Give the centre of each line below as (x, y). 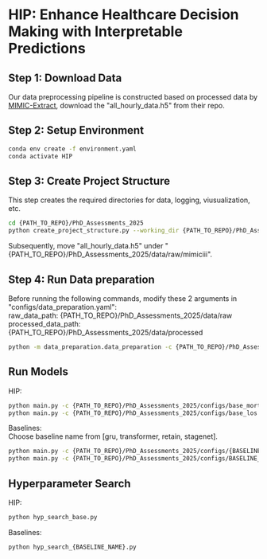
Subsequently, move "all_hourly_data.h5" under (86, 246)
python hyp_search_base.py (53, 517)
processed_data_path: (44, 323)
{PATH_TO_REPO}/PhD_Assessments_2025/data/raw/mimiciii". (110, 254)
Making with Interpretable (95, 31)
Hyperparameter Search (70, 483)
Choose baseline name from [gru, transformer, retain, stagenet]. (113, 436)
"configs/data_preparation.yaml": (63, 307)
